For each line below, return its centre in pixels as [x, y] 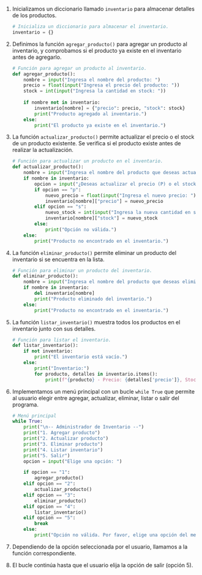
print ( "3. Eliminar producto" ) [63, 444]
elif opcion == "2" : [50, 484]
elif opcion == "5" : [50, 518]
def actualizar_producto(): [48, 167]
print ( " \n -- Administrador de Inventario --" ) [84, 427]
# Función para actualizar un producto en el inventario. [88, 161]
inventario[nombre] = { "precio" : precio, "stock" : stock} [110, 108]
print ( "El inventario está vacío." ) [81, 357]
